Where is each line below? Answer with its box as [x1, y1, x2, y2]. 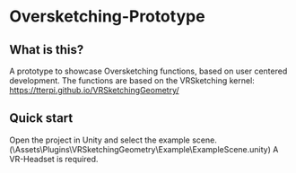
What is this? [9, 42, 84, 57]
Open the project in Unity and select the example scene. [9, 134, 217, 145]
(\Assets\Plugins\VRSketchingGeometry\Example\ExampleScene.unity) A [9, 143, 279, 154]
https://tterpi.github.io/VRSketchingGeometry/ [9, 85, 179, 95]
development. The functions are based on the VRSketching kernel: [9, 75, 256, 86]
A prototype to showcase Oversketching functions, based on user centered [9, 65, 288, 76]
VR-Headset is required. [9, 153, 99, 164]
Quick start [9, 110, 74, 126]
